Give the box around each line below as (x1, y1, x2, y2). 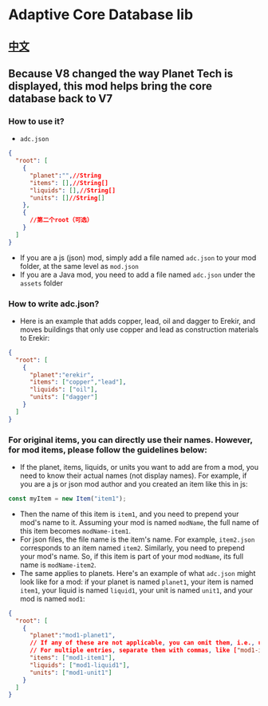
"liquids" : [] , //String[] (29, 186, 116, 195)
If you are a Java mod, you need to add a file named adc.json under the (19, 270, 255, 279)
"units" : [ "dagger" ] (29, 393, 98, 401)
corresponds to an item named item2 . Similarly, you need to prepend (19, 542, 246, 552)
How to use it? (8, 116, 65, 127)
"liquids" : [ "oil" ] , (29, 385, 98, 394)
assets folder (19, 278, 64, 288)
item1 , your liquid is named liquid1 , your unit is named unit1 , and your (19, 585, 254, 595)
